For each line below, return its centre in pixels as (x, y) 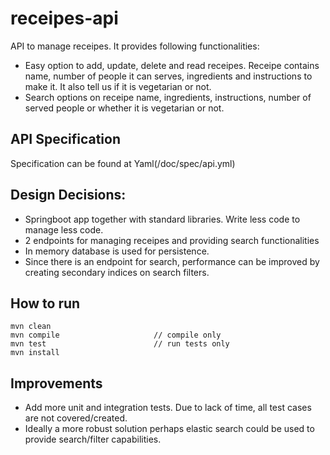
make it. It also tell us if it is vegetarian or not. (118, 86)
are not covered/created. (76, 418)
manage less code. (64, 229)
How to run (45, 303)
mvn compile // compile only (116, 335)
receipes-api (64, 18)
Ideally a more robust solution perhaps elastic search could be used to (169, 429)
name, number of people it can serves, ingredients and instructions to (168, 76)
